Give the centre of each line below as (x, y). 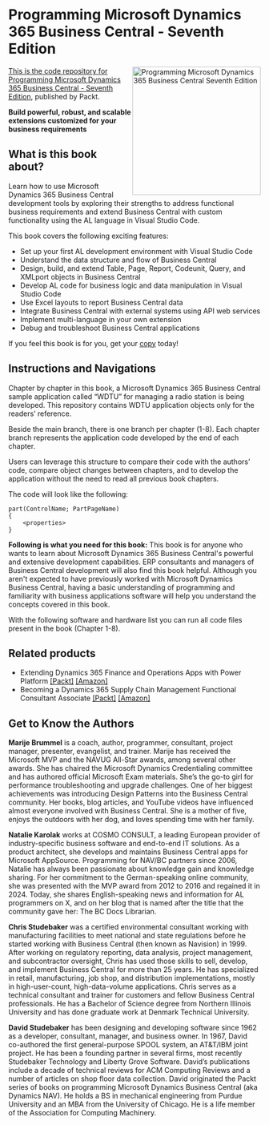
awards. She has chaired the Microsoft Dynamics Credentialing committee (131, 768)
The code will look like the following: (68, 494)
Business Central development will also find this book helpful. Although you (133, 570)
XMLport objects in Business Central (80, 276)
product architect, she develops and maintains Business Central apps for (128, 852)
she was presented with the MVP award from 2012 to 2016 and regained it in (134, 886)
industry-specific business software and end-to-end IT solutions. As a (124, 844)
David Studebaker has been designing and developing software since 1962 (133, 1028)
